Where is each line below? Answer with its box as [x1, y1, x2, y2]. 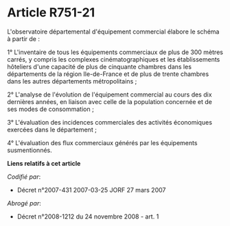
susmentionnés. [7, 146, 53, 154]
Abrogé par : [7, 199, 41, 207]
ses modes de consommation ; [7, 105, 94, 113]
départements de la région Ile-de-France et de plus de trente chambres [7, 70, 209, 78]
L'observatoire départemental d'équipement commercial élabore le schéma [7, 27, 220, 36]
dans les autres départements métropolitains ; [7, 77, 137, 85]
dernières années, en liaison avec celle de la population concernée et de [7, 97, 213, 105]
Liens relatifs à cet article [7, 159, 81, 167]
